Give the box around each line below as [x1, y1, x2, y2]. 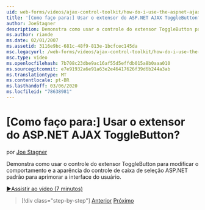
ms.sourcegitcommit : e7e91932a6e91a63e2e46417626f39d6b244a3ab [6, 66, 171, 72]
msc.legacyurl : [6, 49, 45, 55]
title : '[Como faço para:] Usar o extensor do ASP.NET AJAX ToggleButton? [6, 15, 201, 21]
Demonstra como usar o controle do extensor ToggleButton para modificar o [6, 160, 199, 167]
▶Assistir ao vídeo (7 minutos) [6, 185, 84, 192]
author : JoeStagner [6, 20, 56, 26]
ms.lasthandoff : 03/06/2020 [6, 83, 78, 89]
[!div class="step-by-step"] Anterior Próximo [21, 197, 134, 204]
